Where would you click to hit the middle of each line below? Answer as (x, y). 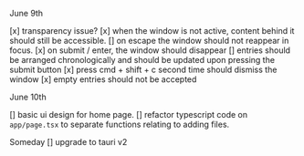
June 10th (28, 97)
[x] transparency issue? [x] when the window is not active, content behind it (152, 31)
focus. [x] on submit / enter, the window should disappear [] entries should (150, 50)
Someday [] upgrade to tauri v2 (68, 142)
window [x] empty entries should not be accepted (103, 79)
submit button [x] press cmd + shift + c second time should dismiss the (143, 69)
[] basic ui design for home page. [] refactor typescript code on (129, 114)
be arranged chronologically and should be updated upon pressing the (142, 60)
